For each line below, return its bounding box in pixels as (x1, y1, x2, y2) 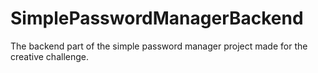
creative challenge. (10, 50, 89, 62)
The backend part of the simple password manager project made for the (10, 40, 308, 52)
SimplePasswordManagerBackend (10, 7, 304, 30)
